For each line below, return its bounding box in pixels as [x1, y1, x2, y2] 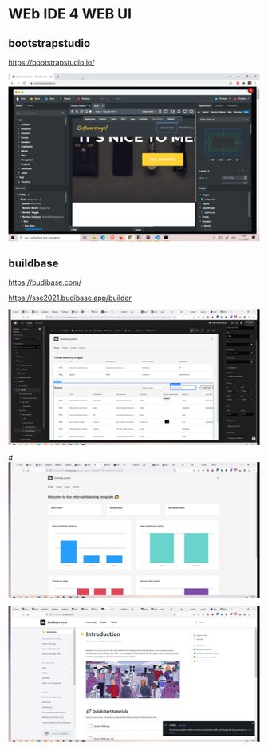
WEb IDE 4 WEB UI [8, 5, 132, 23]
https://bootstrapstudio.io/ [8, 57, 95, 67]
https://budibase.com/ [8, 278, 82, 287]
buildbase [8, 257, 59, 270]
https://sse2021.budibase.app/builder [8, 293, 132, 303]
